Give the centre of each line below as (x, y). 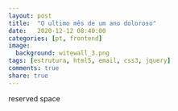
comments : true (34, 68)
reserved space (34, 98)
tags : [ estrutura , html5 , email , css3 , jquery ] (90, 61)
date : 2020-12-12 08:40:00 (57, 31)
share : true (28, 76)
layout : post (30, 16)
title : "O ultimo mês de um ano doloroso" (83, 23)
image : (19, 46)
